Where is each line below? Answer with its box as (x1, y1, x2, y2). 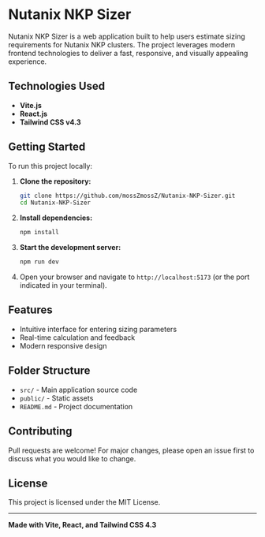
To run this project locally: (8, 161, 93, 170)
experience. (8, 57, 47, 66)
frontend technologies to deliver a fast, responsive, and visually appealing (8, 48, 248, 58)
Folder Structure (8, 364, 91, 378)
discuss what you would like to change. (8, 453, 136, 463)
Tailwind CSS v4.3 (19, 117, 81, 127)
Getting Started (8, 140, 86, 154)
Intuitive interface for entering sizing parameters (19, 324, 177, 334)
